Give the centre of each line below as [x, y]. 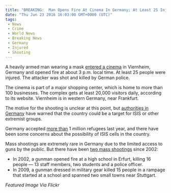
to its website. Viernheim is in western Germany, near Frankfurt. [72, 98]
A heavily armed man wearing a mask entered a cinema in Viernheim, [78, 67]
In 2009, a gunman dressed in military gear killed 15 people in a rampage [89, 170]
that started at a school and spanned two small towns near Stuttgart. [84, 175]
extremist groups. [24, 119]
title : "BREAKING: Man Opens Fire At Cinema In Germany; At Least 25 [82, 10]
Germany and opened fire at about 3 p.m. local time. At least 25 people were [85, 72]
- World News [21, 33]
